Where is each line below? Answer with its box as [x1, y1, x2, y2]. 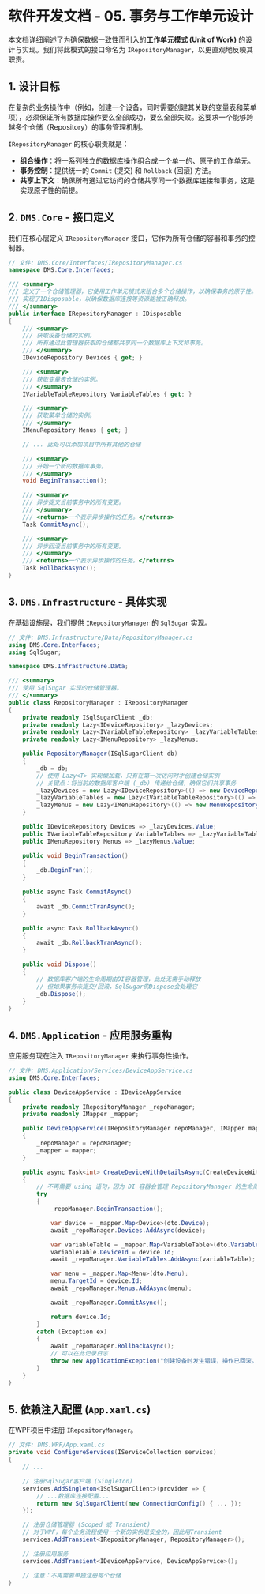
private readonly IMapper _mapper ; [22, 1111, 140, 1118]
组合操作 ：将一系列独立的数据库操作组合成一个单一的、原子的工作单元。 [19, 156, 255, 165]
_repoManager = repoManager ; [36, 1139, 132, 1148]
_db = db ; [36, 764, 69, 773]
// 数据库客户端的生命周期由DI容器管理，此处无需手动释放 [36, 975, 201, 983]
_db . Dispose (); [36, 990, 87, 998]
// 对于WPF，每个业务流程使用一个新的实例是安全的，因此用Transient [22, 1528, 222, 1536]
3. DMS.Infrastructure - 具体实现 [8, 596, 167, 609]
